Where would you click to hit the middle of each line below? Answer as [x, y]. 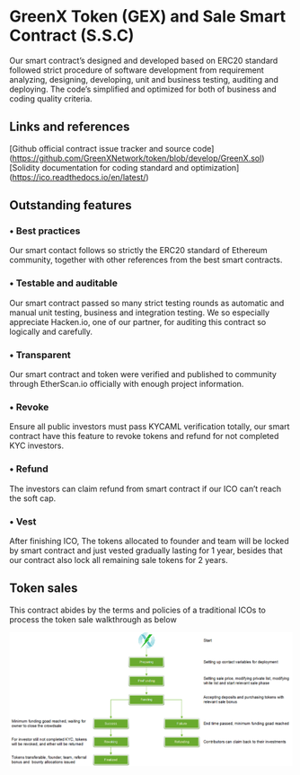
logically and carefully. [51, 331]
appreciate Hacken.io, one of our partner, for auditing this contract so [138, 321]
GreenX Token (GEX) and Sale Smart [148, 17]
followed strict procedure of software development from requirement [137, 70]
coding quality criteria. [51, 98]
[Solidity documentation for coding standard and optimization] [124, 167]
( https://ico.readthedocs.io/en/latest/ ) [79, 177]
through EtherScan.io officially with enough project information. [127, 384]
